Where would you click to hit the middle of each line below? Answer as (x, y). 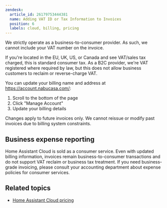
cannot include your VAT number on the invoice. (55, 48)
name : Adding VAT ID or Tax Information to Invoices (66, 19)
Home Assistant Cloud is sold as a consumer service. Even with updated (80, 151)
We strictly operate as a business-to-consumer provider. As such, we (77, 42)
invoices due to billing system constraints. (48, 124)
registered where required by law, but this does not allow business (73, 68)
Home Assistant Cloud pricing (43, 200)
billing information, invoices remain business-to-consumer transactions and (83, 156)
